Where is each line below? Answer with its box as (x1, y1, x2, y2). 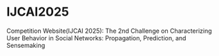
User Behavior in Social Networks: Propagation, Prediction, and (6, 33, 187, 42)
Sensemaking (6, 41, 46, 49)
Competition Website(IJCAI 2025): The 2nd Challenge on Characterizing (6, 27, 212, 35)
